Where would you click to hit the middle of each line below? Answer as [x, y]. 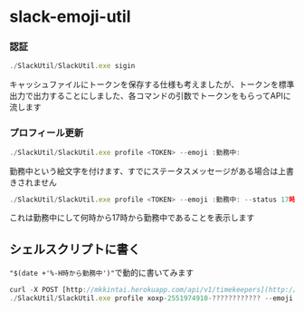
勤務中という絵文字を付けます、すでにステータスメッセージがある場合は [144, 171]
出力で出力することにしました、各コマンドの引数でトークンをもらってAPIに [150, 96]
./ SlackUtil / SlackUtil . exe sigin [72, 66]
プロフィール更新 [47, 133]
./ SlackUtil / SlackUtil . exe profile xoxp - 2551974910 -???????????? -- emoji [152, 298]
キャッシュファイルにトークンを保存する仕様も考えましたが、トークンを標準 [152, 84]
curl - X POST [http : [48, 290]
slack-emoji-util [70, 17]
